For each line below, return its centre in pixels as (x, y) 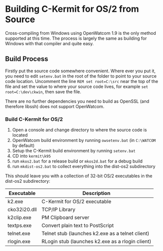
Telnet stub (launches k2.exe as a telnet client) (96, 233)
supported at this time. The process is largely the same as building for (76, 38)
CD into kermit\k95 (32, 156)
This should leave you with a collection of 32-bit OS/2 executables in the (79, 176)
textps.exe (20, 225)
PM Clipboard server (65, 218)
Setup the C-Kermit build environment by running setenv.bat (74, 151)
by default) (23, 145)
